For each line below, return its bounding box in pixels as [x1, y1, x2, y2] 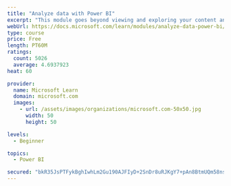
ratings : [7, 49, 32, 56]
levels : [7, 131, 30, 138]
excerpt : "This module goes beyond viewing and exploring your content [7, 17, 217, 23]
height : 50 [25, 118, 57, 125]
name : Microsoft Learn [13, 87, 78, 94]
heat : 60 [7, 68, 32, 74]
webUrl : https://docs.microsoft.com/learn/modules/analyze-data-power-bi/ [7, 23, 226, 30]
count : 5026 [13, 55, 48, 62]
